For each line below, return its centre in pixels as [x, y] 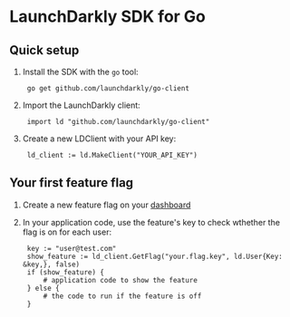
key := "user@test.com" [72, 248]
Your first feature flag [72, 183]
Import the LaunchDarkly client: [81, 105]
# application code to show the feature [120, 280]
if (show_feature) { [65, 272]
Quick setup [44, 50]
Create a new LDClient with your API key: [99, 139]
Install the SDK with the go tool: [80, 72]
